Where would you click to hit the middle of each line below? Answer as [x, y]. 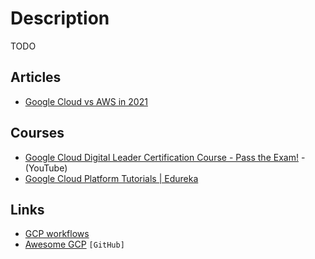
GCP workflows [57, 234]
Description [60, 18]
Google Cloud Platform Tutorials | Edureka [111, 178]
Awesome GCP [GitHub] [74, 244]
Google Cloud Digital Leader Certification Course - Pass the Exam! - [165, 157]
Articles [36, 77]
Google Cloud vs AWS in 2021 [86, 101]
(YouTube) [46, 168]
